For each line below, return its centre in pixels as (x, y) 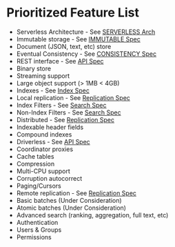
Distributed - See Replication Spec (65, 119)
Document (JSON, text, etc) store (64, 46)
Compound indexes (44, 134)
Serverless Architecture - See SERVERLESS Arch (86, 32)
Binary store (34, 68)
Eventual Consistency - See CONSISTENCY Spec (86, 54)
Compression (35, 164)
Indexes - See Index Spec (53, 90)
